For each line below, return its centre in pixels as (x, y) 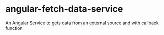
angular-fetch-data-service (64, 9)
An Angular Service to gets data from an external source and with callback (82, 23)
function (14, 28)
